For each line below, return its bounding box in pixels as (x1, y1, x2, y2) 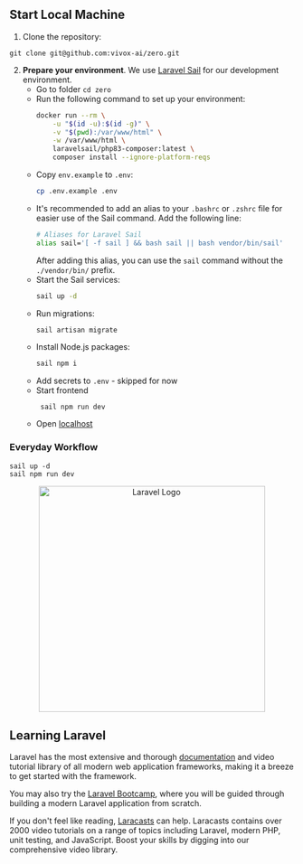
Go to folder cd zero (35, 83, 111, 94)
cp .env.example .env (35, 187, 118, 196)
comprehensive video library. (9, 844, 118, 855)
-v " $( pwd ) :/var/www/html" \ (52, 127, 163, 136)
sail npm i (35, 359, 78, 369)
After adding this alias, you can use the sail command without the (35, 255, 283, 266)
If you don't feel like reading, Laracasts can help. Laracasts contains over (9, 815, 282, 826)
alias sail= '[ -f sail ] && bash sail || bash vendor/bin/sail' (35, 239, 284, 248)
